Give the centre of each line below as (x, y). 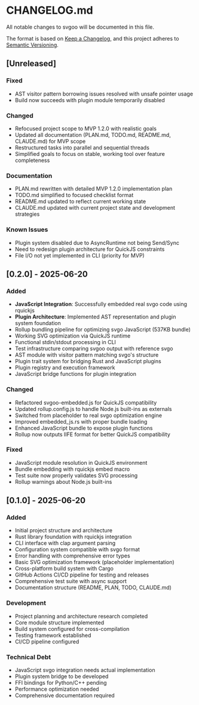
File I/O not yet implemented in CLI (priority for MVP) (79, 255)
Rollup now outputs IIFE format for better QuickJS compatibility (92, 434)
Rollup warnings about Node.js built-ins (63, 482)
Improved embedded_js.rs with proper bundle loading (81, 421)
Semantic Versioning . (32, 45)
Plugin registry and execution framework (65, 367)
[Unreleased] (31, 64)
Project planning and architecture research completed (81, 616)
